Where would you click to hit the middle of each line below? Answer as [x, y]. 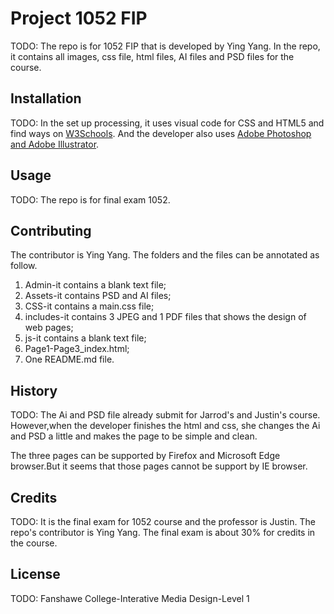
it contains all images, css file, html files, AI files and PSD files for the [152, 56]
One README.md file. [69, 359]
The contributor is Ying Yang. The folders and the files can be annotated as [165, 255]
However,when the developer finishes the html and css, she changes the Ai [165, 426]
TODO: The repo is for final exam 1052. [90, 199]
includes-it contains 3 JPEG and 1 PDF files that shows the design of [165, 317]
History [34, 390]
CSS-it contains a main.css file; [89, 306]
